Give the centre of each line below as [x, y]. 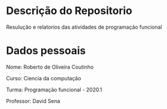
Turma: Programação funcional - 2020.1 [54, 90]
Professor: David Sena [33, 101]
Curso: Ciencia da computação [44, 78]
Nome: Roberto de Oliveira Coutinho [50, 67]
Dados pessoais [46, 51]
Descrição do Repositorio [69, 11]
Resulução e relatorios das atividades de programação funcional [84, 27]
